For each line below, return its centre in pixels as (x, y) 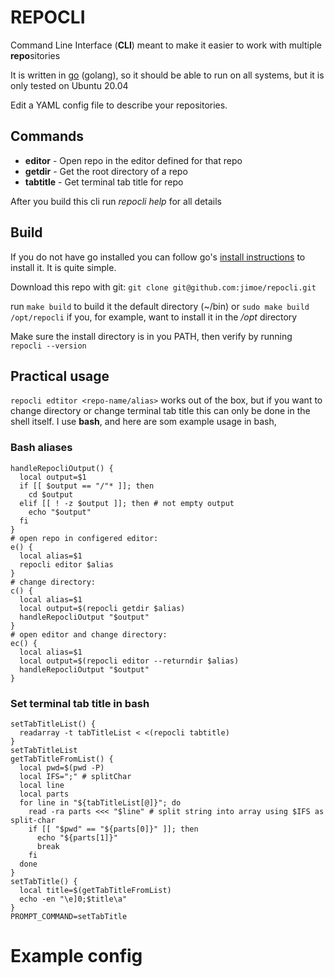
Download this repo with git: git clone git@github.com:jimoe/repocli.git (163, 287)
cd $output (51, 494)
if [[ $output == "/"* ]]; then (87, 486)
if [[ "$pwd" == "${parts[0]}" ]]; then (113, 829)
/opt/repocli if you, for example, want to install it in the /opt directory (154, 317)
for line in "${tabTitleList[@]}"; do (100, 802)
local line (42, 785)
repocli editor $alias (66, 564)
